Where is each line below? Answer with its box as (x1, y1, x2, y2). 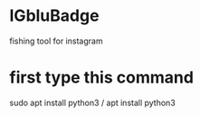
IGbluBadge (9, 5, 100, 26)
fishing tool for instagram (9, 35, 103, 46)
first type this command (9, 67, 195, 88)
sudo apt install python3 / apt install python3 (9, 97, 176, 108)
